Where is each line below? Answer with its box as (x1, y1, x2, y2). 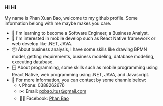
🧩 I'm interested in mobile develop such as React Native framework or (11, 35, 156, 41)
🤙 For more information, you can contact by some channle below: (11, 77, 147, 83)
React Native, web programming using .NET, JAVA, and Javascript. (11, 72, 150, 78)
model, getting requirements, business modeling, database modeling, (11, 54, 155, 60)
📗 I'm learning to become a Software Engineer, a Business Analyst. (11, 30, 149, 36)
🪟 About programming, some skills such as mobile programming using (11, 64, 158, 71)
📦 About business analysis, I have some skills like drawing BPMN (11, 46, 147, 52)
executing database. (11, 59, 54, 65)
